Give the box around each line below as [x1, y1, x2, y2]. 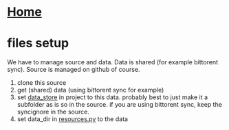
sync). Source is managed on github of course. [7, 66, 140, 74]
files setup [7, 36, 69, 51]
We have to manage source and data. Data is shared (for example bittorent [7, 58, 219, 66]
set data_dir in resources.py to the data [17, 115, 129, 123]
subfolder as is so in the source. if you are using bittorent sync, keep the [17, 101, 222, 109]
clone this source [17, 79, 67, 87]
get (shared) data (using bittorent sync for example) [17, 86, 164, 94]
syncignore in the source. [17, 107, 89, 116]
